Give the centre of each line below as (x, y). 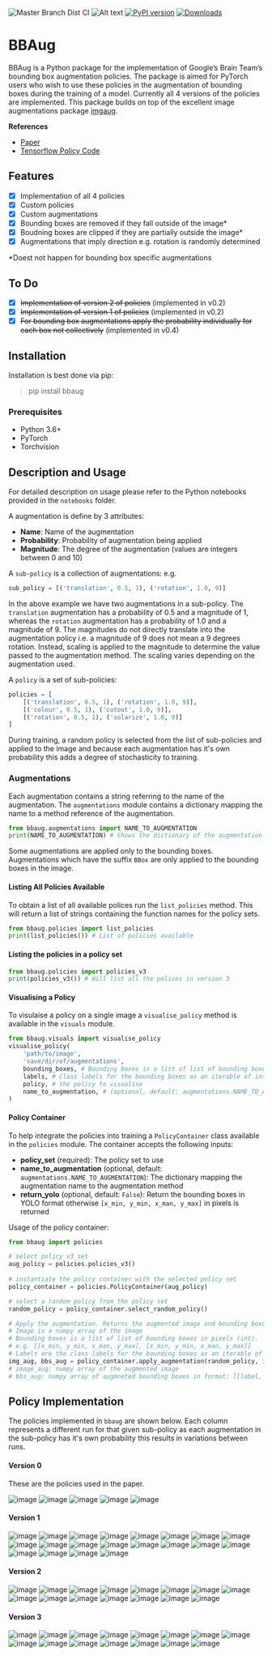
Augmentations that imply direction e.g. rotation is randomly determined (140, 242)
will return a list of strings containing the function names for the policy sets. (134, 914)
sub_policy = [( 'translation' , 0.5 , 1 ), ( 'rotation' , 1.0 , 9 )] (117, 588)
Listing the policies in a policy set (66, 954)
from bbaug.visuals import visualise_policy (85, 1039)
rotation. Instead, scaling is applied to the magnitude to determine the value (134, 646)
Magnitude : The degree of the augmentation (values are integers (129, 549)
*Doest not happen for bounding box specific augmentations (110, 258)
